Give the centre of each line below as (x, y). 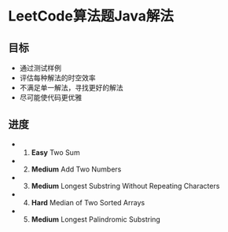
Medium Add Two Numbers (76, 169)
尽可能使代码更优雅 (51, 98)
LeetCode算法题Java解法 (91, 16)
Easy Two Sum (55, 152)
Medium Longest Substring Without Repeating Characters (125, 186)
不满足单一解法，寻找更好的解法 (71, 88)
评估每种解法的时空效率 (57, 78)
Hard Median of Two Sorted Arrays (88, 202)
